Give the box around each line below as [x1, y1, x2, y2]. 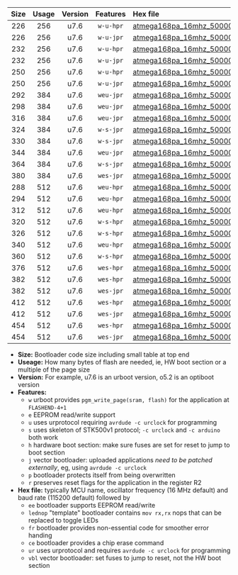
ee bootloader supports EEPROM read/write [28, 501, 156, 509]
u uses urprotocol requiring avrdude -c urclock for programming [28, 418, 217, 426]
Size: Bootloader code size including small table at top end [17, 350, 190, 359]
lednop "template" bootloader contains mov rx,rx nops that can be [28, 508, 222, 517]
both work [28, 433, 59, 442]
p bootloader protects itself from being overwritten [28, 471, 176, 479]
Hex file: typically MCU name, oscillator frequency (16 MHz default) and [17, 486, 229, 494]
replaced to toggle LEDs [28, 516, 99, 524]
